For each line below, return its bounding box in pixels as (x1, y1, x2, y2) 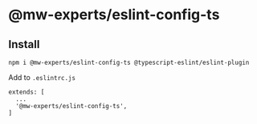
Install (8, 38, 40, 51)
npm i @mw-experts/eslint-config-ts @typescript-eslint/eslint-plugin (8, 58, 250, 66)
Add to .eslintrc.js (8, 73, 76, 82)
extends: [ (8, 88, 45, 96)
